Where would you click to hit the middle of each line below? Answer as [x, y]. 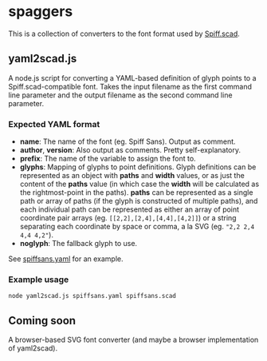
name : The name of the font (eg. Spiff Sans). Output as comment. [128, 141]
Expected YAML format [54, 124]
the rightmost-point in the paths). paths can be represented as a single [136, 192]
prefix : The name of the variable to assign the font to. [108, 159]
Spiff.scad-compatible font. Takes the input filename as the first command [130, 86]
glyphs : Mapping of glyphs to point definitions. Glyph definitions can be [138, 167]
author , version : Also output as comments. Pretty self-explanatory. [130, 150]
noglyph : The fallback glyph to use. [79, 244]
